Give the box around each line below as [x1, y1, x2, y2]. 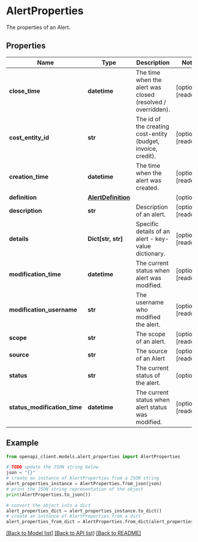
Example [6, 438, 39, 448]
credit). [136, 152, 156, 160]
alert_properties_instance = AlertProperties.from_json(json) [6, 481, 162, 487]
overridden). [136, 105, 170, 113]
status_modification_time [9, 403, 82, 411]
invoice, [136, 144, 158, 152]
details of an [136, 227, 170, 235]
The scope [136, 330, 166, 338]
